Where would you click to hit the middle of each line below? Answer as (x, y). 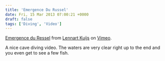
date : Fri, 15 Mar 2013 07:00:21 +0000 (47, 14)
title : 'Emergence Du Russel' (37, 10)
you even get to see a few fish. (37, 53)
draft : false (19, 19)
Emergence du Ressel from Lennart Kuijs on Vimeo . (59, 38)
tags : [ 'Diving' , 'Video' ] (33, 24)
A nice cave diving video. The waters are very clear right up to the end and (83, 47)
